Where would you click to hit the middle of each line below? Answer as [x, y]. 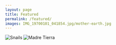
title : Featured [22, 14]
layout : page [19, 10]
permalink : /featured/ [28, 19]
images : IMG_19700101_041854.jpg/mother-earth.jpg [58, 23]
